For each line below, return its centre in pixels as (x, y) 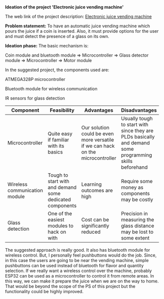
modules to (61, 226)
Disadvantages (139, 110)
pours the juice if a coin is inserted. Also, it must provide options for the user (82, 31)
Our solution (95, 128)
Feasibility (62, 110)
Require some (137, 181)
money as (132, 187)
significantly (95, 226)
